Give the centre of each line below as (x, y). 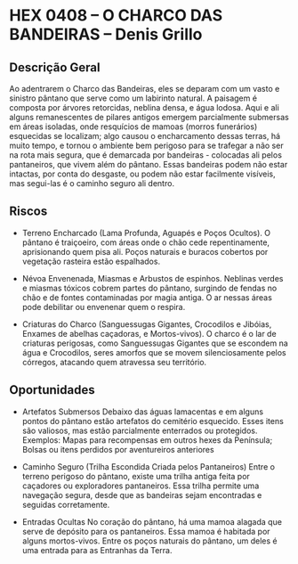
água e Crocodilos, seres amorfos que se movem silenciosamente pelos (154, 352)
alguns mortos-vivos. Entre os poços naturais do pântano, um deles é (149, 541)
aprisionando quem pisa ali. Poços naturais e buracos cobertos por (145, 251)
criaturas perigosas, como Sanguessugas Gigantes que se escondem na (155, 343)
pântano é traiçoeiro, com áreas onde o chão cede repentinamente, (145, 242)
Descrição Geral (55, 67)
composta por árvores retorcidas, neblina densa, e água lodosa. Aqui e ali (145, 107)
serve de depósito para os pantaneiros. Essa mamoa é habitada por (146, 531)
